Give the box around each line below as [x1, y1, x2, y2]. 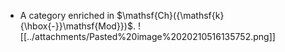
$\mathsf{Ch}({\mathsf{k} [116, 10, 225, 21]
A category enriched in [19, 10, 115, 21]
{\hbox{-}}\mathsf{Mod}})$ [19, 20, 133, 32]
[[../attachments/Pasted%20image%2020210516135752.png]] [19, 31, 276, 42]
